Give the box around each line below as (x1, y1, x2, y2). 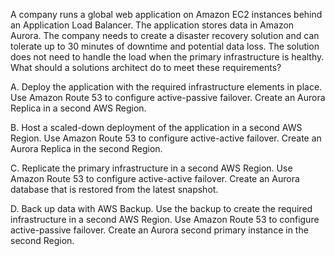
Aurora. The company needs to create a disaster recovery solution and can (10, 30, 320, 41)
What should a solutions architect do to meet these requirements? (10, 62, 282, 73)
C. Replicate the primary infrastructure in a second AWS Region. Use (10, 162, 293, 174)
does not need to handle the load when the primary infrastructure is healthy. (10, 51, 325, 63)
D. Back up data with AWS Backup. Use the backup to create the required (10, 203, 313, 214)
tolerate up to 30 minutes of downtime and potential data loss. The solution (10, 40, 320, 52)
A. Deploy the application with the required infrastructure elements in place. (10, 81, 323, 93)
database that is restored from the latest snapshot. (10, 184, 219, 195)
